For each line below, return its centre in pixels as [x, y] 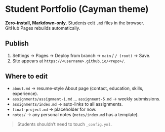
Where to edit [26, 76]
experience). [25, 93]
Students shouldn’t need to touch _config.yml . [64, 124]
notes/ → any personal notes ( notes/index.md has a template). [76, 114]
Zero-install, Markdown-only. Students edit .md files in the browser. [75, 23]
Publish [17, 44]
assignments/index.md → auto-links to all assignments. [67, 104]
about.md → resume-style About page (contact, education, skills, [78, 88]
